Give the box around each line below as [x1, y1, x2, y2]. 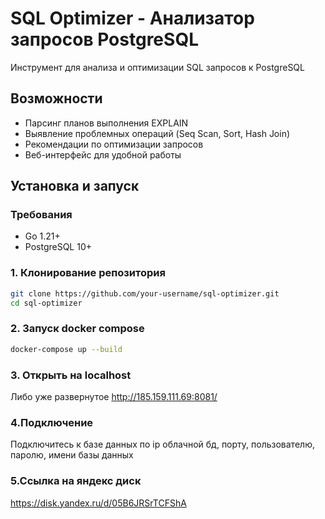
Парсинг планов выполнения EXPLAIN [24, 117, 189, 129]
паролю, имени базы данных [10, 449, 134, 461]
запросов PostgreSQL [10, 28, 199, 51]
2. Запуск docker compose [10, 322, 145, 336]
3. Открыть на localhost [10, 368, 132, 382]
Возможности [10, 90, 103, 107]
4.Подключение [10, 415, 94, 429]
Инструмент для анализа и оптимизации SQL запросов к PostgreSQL [10, 61, 305, 73]
